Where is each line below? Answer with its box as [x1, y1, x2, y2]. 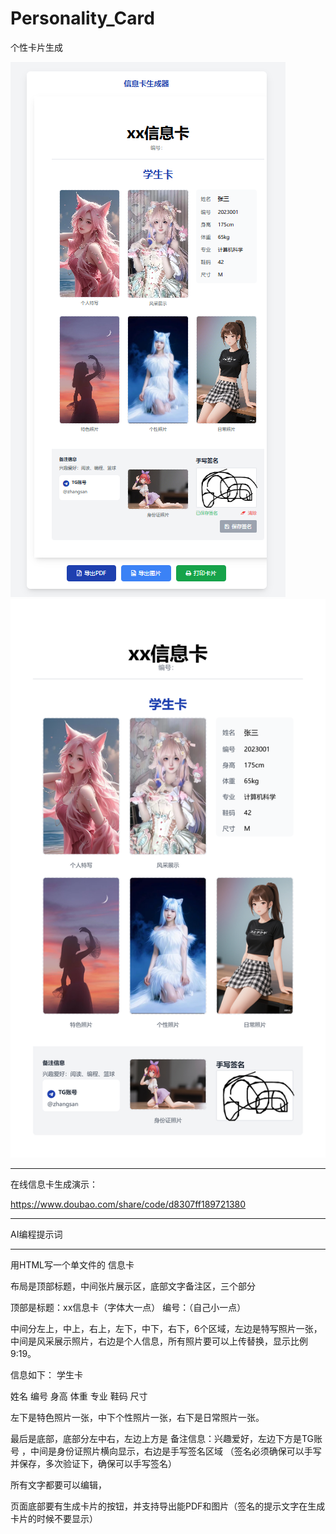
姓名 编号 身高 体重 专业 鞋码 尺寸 [10, 1390, 148, 1402]
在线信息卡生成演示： [10, 1178, 98, 1191]
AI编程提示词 [10, 1228, 63, 1241]
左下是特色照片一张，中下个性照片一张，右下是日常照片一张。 [10, 1412, 265, 1424]
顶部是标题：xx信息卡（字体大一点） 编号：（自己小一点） [10, 1302, 247, 1314]
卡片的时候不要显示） [10, 1513, 98, 1525]
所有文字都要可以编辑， [10, 1479, 107, 1491]
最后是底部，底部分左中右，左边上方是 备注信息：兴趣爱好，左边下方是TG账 [10, 1433, 323, 1445]
